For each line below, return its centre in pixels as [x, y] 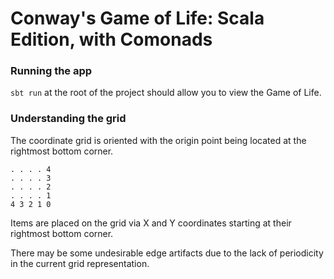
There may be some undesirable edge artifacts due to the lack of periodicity [167, 253]
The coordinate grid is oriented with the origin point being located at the [158, 140]
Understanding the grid [68, 119]
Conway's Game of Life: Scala [137, 18]
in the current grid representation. [80, 263]
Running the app [51, 71]
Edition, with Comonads [111, 39]
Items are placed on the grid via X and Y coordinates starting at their [151, 223]
